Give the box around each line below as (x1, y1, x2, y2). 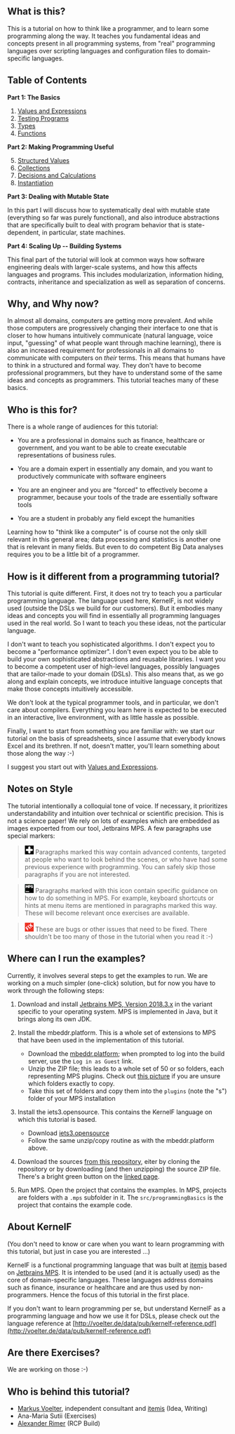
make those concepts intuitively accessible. (7, 685, 133, 693)
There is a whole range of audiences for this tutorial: (7, 422, 159, 431)
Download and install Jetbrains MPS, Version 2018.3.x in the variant (17, 1000, 213, 1008)
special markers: (7, 831, 55, 840)
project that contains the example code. (17, 1200, 133, 1209)
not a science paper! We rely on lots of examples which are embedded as (7, 817, 220, 825)
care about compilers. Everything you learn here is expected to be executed (7, 706, 227, 714)
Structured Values (17, 156, 70, 164)
